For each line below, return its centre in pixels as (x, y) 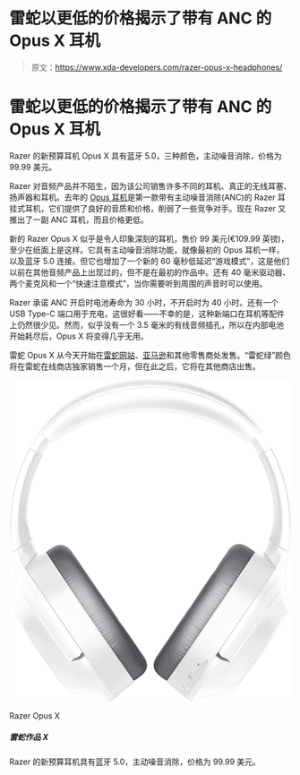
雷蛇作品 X (29, 737)
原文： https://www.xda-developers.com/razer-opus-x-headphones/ (157, 67)
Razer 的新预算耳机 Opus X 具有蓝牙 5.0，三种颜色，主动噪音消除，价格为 (146, 155)
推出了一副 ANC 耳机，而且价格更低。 (79, 220)
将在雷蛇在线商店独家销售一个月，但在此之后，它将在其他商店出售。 (135, 366)
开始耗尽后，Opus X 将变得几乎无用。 (79, 336)
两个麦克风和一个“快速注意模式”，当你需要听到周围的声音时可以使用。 (138, 283)
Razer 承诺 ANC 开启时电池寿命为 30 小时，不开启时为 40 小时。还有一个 (144, 302)
